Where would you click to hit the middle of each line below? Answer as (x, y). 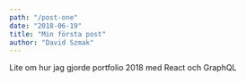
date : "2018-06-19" (46, 26)
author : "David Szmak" (52, 42)
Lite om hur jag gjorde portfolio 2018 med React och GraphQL (123, 68)
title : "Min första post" (57, 34)
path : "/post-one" (44, 17)
